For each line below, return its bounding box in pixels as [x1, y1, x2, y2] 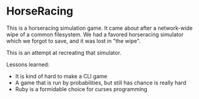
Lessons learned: [6, 61, 50, 68]
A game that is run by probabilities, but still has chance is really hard [15, 79, 187, 86]
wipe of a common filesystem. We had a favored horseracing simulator [6, 30, 184, 38]
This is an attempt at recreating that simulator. [6, 49, 122, 56]
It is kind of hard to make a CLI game [15, 72, 108, 80]
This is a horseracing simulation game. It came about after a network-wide [6, 24, 193, 32]
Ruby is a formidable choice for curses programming [15, 85, 147, 92]
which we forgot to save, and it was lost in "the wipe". [6, 37, 141, 44]
